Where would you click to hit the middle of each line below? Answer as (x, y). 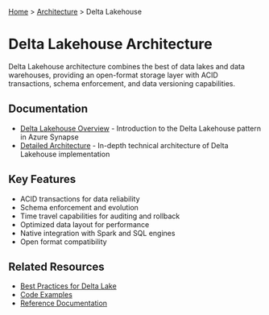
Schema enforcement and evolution (79, 207)
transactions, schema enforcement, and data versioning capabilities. (122, 83)
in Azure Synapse (49, 137)
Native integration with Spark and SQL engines (97, 233)
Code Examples (46, 295)
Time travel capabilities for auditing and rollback (100, 216)
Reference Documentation (63, 303)
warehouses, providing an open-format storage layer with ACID (114, 75)
